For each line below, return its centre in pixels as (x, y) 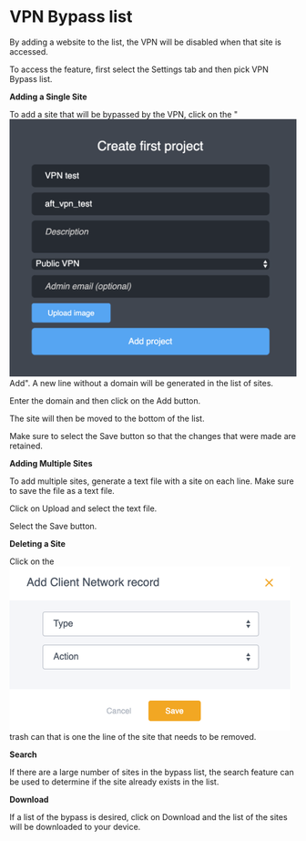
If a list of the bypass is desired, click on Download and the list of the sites (149, 817)
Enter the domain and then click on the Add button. (105, 401)
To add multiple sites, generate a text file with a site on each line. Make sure (152, 481)
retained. (26, 446)
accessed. (29, 51)
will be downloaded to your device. (75, 827)
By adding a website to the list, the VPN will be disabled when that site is (146, 42)
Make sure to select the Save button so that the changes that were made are (153, 436)
